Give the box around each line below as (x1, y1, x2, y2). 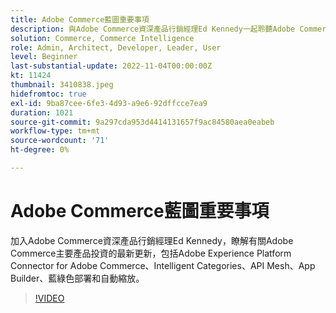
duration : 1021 (10, 107, 74, 118)
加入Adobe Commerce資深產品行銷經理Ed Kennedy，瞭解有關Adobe (10, 234, 294, 246)
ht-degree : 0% (10, 145, 70, 155)
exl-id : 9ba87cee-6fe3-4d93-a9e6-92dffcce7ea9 (10, 98, 208, 108)
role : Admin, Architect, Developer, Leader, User (10, 42, 222, 53)
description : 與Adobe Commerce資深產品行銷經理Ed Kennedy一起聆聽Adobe (10, 24, 296, 34)
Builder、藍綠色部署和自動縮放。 (10, 272, 145, 284)
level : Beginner (10, 52, 78, 62)
